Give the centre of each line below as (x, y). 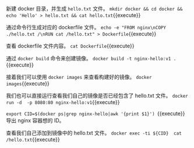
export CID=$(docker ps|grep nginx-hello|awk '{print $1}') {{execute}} (96, 113)
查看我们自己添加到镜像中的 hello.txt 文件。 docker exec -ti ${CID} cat (94, 133)
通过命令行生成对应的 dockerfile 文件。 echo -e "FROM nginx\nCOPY (86, 27)
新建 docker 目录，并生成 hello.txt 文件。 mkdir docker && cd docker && (94, 8)
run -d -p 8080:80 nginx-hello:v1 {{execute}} (63, 102)
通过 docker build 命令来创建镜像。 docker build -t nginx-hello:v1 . (91, 58)
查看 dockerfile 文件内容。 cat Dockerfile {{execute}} (70, 46)
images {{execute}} (28, 83)
